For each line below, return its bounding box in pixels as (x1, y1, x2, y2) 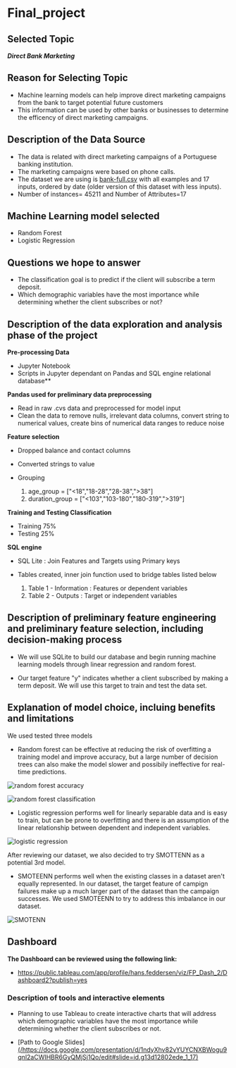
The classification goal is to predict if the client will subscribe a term (17, 275, 216, 284)
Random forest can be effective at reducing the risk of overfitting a (17, 745, 211, 753)
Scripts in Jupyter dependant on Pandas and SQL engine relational (17, 369, 211, 378)
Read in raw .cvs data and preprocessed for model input (17, 404, 181, 413)
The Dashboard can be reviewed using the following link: (7, 955, 178, 963)
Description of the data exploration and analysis (7, 318, 223, 330)
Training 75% (17, 522, 56, 530)
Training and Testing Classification (7, 509, 112, 517)
